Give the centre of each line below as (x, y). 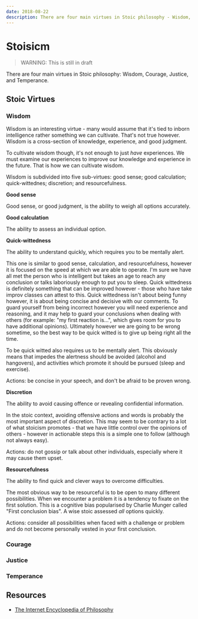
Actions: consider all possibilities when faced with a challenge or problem (95, 523)
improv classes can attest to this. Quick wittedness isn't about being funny (96, 295)
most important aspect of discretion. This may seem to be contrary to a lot (96, 421)
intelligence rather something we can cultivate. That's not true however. (93, 135)
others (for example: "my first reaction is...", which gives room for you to (94, 320)
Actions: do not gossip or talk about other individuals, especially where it (94, 452)
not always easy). (27, 440)
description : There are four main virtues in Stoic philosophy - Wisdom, (99, 17)
